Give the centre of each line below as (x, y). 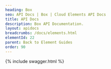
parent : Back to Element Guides (39, 42)
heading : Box (19, 10)
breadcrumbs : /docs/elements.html (41, 33)
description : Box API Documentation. (44, 24)
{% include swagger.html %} (35, 61)
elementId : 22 (20, 38)
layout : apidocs (22, 28)
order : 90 (15, 47)
